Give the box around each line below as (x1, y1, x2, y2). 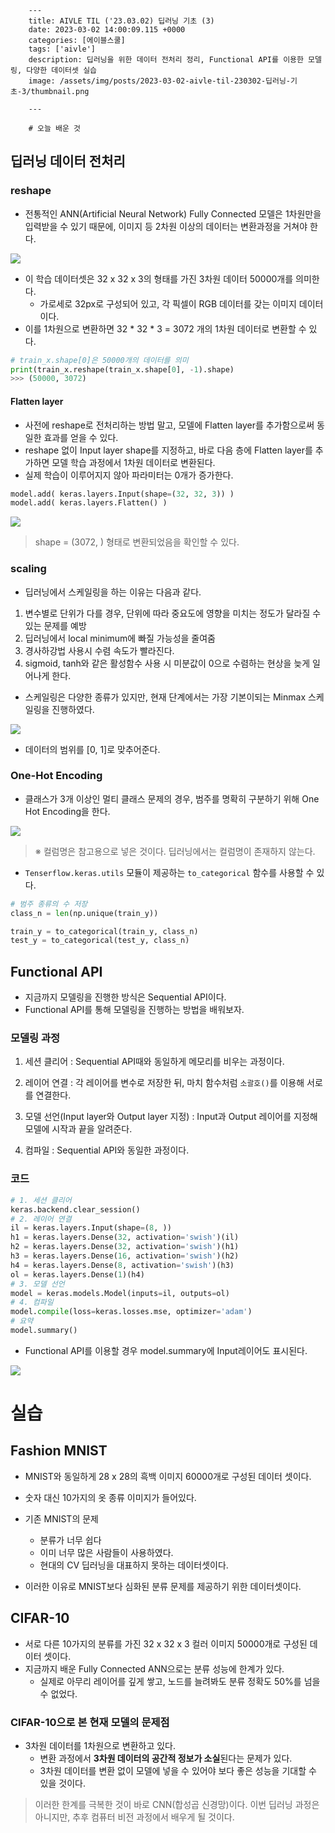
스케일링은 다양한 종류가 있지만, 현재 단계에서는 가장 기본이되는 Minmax (24, 691, 307, 703)
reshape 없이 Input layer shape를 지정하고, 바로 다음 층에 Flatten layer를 (24, 444, 313, 456)
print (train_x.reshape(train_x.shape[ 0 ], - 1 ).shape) (10, 364, 235, 375)
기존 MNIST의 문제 (24, 1512, 99, 1525)
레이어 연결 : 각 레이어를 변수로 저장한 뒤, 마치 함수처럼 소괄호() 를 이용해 (24, 1077, 305, 1089)
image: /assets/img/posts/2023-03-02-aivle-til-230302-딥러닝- (28, 76, 292, 86)
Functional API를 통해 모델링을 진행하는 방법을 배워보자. (24, 1004, 245, 1016)
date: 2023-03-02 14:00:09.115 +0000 (28, 25, 186, 35)
